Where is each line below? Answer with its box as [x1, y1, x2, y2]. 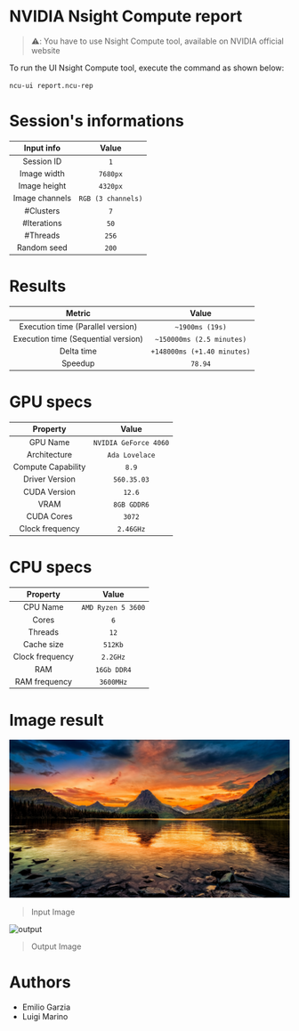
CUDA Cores [26, 511, 73, 522]
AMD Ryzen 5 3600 [81, 604, 146, 613]
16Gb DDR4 [94, 665, 132, 674]
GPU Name [28, 436, 70, 447]
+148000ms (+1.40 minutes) [150, 347, 251, 357]
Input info [23, 142, 61, 153]
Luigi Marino [21, 1011, 69, 1021]
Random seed [16, 242, 69, 253]
